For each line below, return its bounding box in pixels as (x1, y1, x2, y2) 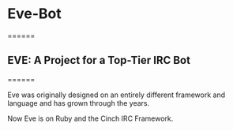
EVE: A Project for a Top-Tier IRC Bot (7, 54, 191, 67)
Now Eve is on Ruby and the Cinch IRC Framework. (7, 114, 174, 123)
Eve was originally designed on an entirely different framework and (7, 90, 226, 99)
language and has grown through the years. (7, 98, 150, 107)
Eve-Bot (7, 5, 62, 23)
